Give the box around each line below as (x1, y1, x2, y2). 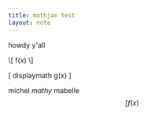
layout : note (8, 19, 51, 27)
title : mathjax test (8, 11, 76, 20)
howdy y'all (8, 40, 46, 49)
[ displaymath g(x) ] (8, 70, 72, 80)
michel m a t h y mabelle (8, 85, 80, 95)
